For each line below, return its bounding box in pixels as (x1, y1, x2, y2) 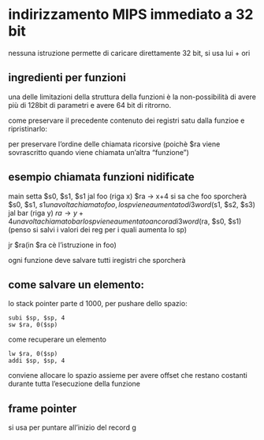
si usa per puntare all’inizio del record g (8, 423, 136, 432)
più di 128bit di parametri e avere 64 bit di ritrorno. (8, 100, 172, 109)
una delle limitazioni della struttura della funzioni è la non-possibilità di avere (8, 92, 257, 102)
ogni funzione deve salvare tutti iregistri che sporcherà (8, 255, 186, 264)
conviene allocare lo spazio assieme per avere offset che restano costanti (8, 371, 248, 380)
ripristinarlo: (8, 124, 47, 133)
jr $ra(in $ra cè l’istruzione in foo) (8, 240, 117, 250)
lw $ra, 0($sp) (8, 350, 58, 358)
